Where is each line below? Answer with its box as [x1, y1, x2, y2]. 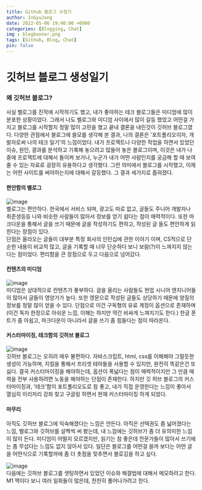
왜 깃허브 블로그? [6, 93, 53, 102]
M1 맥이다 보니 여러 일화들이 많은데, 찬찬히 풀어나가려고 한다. [6, 477, 150, 485]
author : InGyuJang [6, 15, 52, 21]
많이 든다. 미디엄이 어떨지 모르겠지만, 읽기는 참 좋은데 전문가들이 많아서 [12, 435, 180, 442]
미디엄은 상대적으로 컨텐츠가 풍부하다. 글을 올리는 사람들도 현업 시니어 [6, 286, 171, 293]
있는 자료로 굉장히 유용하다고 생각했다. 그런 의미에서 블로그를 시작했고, [19, 162, 185, 169]
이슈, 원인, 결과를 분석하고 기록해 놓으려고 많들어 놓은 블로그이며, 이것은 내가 [6, 146, 186, 154]
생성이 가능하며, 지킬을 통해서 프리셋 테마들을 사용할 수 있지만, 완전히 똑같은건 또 [6, 360, 196, 367]
